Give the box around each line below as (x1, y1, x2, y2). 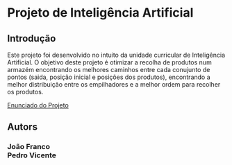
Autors (7, 121, 38, 133)
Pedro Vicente (7, 150, 57, 160)
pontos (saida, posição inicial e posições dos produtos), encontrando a (7, 73, 210, 81)
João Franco (7, 142, 51, 152)
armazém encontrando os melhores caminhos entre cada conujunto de (7, 66, 210, 73)
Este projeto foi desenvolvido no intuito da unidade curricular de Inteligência (7, 51, 226, 59)
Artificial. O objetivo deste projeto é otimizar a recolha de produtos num (7, 58, 212, 67)
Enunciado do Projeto (7, 101, 69, 109)
